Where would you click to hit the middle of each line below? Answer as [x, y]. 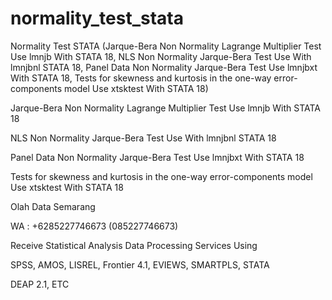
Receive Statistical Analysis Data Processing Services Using [134, 245]
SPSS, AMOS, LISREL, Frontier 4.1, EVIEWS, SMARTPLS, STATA [140, 264]
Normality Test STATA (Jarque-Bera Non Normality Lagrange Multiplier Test [166, 46]
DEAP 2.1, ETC [40, 284]
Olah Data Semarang [53, 206]
